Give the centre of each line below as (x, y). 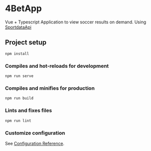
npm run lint (18, 121)
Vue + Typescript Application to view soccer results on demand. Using (76, 22)
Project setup (26, 43)
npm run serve (19, 76)
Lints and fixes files (29, 111)
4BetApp (24, 9)
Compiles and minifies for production (50, 88)
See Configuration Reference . (35, 143)
